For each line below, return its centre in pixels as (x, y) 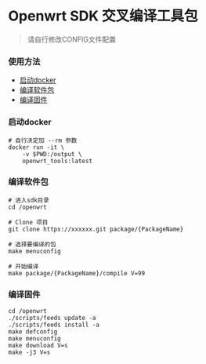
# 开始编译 (23, 266)
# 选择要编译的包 (32, 244)
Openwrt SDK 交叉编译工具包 (103, 16)
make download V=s (38, 346)
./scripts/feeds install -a (54, 325)
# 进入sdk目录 (29, 200)
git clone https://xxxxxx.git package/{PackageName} (96, 229)
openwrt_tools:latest (57, 161)
